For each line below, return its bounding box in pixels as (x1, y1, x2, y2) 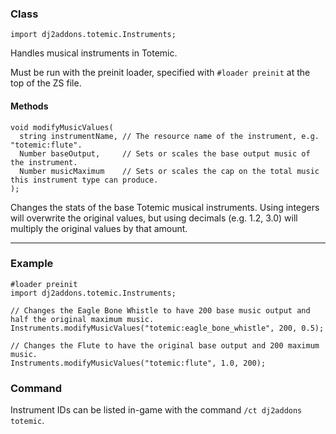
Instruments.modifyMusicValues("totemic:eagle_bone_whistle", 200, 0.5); (10, 323, 325, 333)
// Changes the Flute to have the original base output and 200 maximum (10, 340, 320, 351)
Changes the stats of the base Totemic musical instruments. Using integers (10, 201, 320, 213)
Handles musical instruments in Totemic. (10, 47, 178, 59)
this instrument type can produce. (10, 175, 159, 185)
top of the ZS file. (10, 77, 82, 89)
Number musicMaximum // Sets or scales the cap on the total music (19, 166, 320, 176)
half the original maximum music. (10, 314, 155, 324)
